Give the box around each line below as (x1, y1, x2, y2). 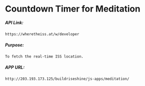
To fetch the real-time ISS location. (5, 54, 84, 59)
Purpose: (5, 42, 24, 48)
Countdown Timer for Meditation (5, 3, 141, 14)
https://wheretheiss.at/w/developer (5, 32, 79, 37)
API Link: (5, 19, 23, 25)
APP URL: (5, 64, 25, 70)
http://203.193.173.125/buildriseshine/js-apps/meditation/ (5, 76, 130, 82)
